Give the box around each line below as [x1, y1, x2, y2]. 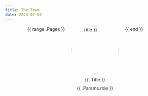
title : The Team [5, 7, 40, 13]
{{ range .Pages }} [27, 26, 65, 32]
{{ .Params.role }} [77, 85, 114, 91]
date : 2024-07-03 [5, 12, 42, 17]
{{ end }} [125, 26, 143, 32]
